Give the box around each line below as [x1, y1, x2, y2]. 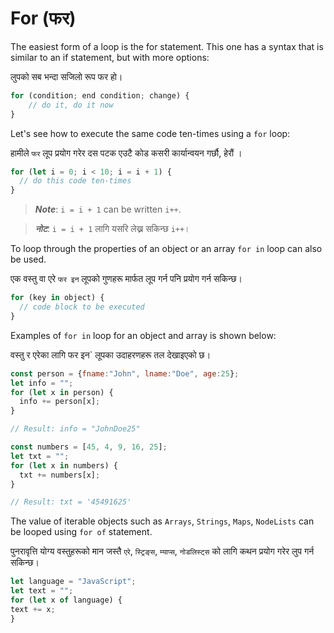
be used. [10, 253, 47, 266]
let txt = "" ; [10, 451, 70, 461]
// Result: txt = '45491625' [10, 497, 132, 507]
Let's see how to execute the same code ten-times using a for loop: [10, 127, 291, 139]
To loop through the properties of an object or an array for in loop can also [10, 243, 323, 255]
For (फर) [10, 7, 77, 30]
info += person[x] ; [19, 397, 101, 407]
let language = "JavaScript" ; [10, 577, 137, 587]
